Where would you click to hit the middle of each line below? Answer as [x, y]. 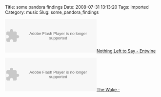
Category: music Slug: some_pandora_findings [52, 12]
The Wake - [109, 89]
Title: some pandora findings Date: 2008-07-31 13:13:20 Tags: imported [77, 7]
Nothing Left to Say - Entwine [126, 51]
